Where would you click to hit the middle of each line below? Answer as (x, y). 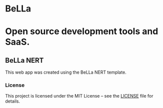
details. (13, 101)
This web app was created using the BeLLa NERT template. (66, 72)
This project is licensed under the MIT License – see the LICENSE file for (79, 96)
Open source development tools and (82, 32)
